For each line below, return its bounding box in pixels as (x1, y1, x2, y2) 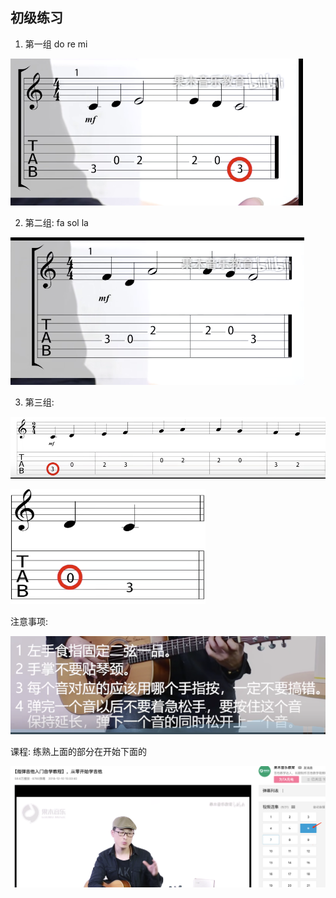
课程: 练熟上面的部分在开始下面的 (10, 745, 147, 757)
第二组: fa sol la (24, 216, 89, 228)
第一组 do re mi (24, 38, 88, 50)
